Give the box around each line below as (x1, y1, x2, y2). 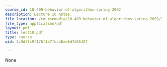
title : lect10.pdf (5, 30, 43, 35)
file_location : (5, 16, 37, 21)
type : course (5, 35, 32, 40)
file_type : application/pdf (5, 21, 64, 26)
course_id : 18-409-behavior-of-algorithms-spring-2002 (5, 7, 121, 12)
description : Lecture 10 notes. (5, 12, 72, 17)
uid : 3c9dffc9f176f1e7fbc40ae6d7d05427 (5, 39, 88, 44)
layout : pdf (5, 26, 30, 31)
